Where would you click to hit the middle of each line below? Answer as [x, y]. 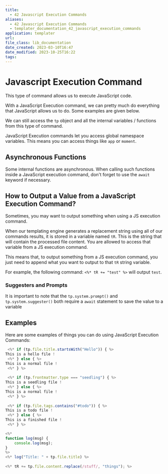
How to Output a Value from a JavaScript [71, 196]
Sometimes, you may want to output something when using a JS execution [83, 216]
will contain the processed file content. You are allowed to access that [78, 242]
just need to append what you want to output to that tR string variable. [78, 262]
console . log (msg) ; [34, 443]
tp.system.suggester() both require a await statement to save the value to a [84, 301]
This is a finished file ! [34, 420]
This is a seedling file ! [34, 382]
